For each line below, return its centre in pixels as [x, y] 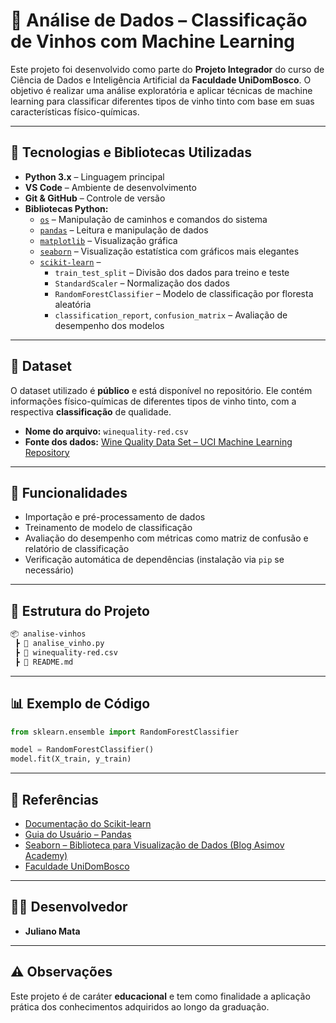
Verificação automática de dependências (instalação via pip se [154, 560]
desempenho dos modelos [109, 325]
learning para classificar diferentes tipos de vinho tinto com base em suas [162, 101]
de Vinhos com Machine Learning [152, 41]
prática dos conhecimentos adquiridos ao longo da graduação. [140, 1006]
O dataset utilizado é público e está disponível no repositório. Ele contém [161, 390]
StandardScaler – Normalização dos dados [142, 283]
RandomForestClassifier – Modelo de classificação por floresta [184, 293]
